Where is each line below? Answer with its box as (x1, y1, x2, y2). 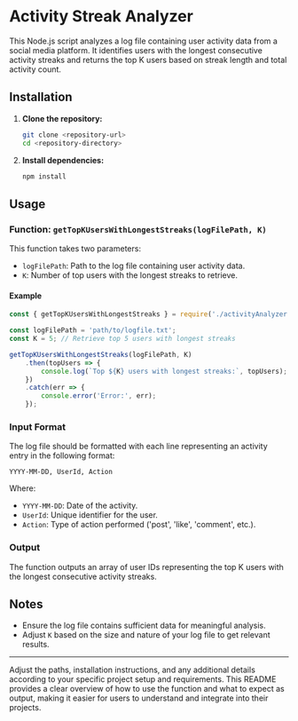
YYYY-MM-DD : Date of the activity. (21, 500, 138, 511)
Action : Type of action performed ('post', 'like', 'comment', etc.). (21, 519, 256, 530)
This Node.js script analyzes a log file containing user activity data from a (9, 36, 278, 46)
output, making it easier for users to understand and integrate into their (9, 693, 269, 703)
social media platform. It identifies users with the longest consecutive (9, 44, 263, 55)
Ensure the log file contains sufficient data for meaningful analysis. (21, 620, 266, 631)
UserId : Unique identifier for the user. (21, 510, 158, 520)
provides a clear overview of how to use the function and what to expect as (9, 684, 286, 694)
